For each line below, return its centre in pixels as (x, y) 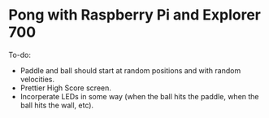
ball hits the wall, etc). (57, 105)
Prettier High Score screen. (66, 88)
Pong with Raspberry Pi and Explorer (135, 15)
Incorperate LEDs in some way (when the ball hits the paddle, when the (139, 96)
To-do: (20, 55)
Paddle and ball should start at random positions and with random (130, 70)
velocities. (37, 79)
